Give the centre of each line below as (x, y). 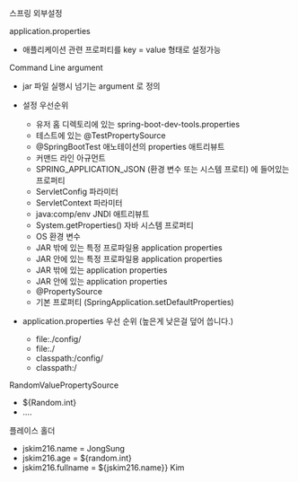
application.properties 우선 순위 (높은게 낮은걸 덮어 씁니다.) (128, 321)
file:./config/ (58, 339)
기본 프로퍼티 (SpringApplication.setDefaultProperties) (135, 302)
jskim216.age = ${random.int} (77, 458)
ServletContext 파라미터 (79, 203)
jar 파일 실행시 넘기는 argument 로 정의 (91, 86)
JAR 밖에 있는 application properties (101, 270)
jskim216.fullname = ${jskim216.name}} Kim (103, 468)
